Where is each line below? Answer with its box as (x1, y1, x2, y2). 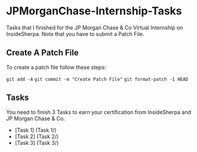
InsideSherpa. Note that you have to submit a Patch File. (6, 30, 144, 37)
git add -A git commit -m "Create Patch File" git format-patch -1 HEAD (6, 76, 189, 82)
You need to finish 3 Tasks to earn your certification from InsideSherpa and (6, 108, 191, 115)
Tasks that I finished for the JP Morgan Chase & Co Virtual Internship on (6, 24, 183, 31)
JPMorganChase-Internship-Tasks (6, 4, 182, 18)
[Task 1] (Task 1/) (14, 126, 57, 133)
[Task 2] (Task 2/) (14, 133, 59, 140)
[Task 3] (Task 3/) (14, 139, 59, 146)
